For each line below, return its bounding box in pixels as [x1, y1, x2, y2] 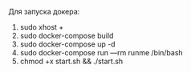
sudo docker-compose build [19, 31, 114, 40]
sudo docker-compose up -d [19, 39, 116, 49]
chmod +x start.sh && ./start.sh [19, 56, 124, 66]
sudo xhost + [19, 22, 64, 31]
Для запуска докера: [8, 7, 80, 16]
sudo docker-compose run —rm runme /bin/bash [19, 48, 183, 57]
